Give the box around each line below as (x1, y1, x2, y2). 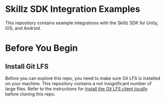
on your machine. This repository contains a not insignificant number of (5, 80, 152, 86)
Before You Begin (5, 43, 78, 54)
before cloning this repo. (5, 91, 56, 97)
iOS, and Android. (5, 25, 41, 31)
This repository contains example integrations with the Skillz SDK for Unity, (5, 20, 159, 26)
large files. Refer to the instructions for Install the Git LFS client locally (5, 86, 148, 92)
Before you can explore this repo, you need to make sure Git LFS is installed (5, 75, 161, 81)
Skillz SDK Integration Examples (5, 3, 140, 15)
